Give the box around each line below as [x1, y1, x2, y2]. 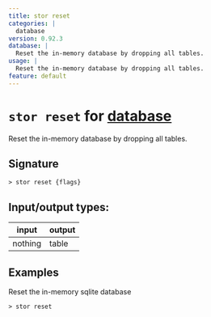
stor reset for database [8, 107, 172, 125]
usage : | [8, 57, 38, 66]
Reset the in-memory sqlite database [8, 287, 132, 296]
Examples [8, 265, 59, 279]
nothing [12, 238, 42, 249]
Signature [8, 157, 59, 171]
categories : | [8, 19, 57, 27]
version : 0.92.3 [8, 34, 63, 43]
